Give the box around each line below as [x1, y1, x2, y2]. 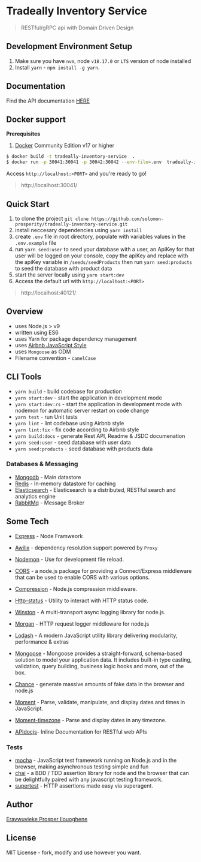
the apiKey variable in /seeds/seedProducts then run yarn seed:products [14, 258, 193, 265]
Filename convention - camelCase [14, 354, 96, 361]
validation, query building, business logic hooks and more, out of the [14, 662, 184, 669]
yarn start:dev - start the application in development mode [14, 394, 163, 401]
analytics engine [14, 492, 56, 500]
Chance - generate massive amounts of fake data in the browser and [14, 680, 185, 687]
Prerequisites [6, 130, 41, 137]
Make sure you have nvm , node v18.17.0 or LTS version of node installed [14, 57, 191, 64]
